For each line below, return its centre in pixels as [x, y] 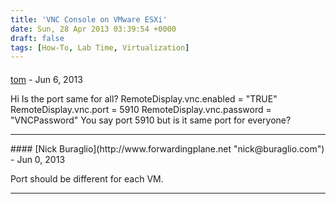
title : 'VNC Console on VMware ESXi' [89, 19]
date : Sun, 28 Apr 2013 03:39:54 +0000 [93, 29]
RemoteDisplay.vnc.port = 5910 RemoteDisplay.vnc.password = [141, 109]
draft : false [37, 38]
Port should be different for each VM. [87, 178]
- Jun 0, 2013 [38, 159]
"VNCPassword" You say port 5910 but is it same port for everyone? [151, 120]
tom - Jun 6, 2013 [46, 79]
